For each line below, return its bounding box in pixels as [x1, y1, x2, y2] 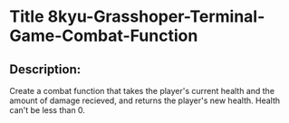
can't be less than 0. [9, 105, 86, 115]
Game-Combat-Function [9, 25, 198, 46]
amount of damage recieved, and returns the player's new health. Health [9, 95, 281, 106]
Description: [9, 61, 82, 77]
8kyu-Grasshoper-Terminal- [47, 6, 265, 27]
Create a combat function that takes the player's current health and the [9, 86, 275, 96]
